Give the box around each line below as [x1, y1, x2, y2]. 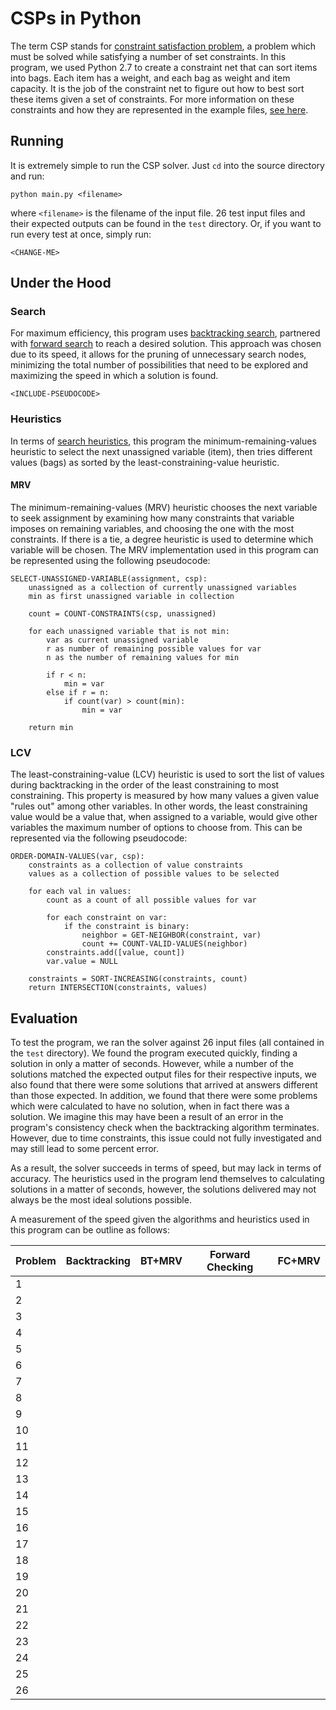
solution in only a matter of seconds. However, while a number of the [10, 1058, 295, 1070]
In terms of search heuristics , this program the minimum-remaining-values [10, 435, 317, 447]
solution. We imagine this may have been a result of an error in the [10, 1111, 284, 1123]
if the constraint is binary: [63, 922, 190, 932]
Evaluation [10, 1010, 78, 1027]
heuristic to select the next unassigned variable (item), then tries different [10, 445, 313, 457]
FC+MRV [277, 1254, 321, 1268]
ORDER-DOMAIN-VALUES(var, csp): [10, 852, 145, 862]
